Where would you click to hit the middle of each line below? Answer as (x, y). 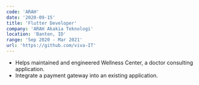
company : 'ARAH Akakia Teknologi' (50, 29)
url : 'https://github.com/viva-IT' (51, 46)
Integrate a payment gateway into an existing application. (86, 75)
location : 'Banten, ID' (36, 34)
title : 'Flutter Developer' (42, 23)
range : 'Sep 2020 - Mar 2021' (45, 40)
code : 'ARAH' (23, 12)
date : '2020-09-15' (31, 17)
